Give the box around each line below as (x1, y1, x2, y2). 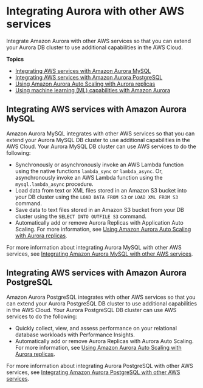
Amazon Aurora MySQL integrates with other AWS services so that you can (6, 129, 195, 137)
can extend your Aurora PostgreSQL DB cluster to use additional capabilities (6, 299, 198, 307)
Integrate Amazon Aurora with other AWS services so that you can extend (6, 37, 191, 44)
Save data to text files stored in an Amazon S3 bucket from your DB (15, 206, 184, 213)
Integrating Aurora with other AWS (6, 4, 185, 18)
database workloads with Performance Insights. (15, 331, 136, 338)
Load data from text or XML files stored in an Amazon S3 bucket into (15, 186, 187, 194)
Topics (6, 55, 24, 63)
